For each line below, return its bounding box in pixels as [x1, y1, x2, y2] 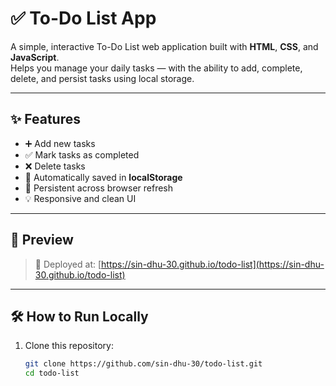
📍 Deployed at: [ [34, 258, 102, 270]
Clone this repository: [24, 340, 114, 352]
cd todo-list [24, 368, 80, 379]
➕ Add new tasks [24, 137, 96, 149]
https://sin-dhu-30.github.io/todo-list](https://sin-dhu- [101, 258, 325, 270]
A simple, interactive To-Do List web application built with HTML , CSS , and [10, 40, 319, 52]
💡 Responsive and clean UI [24, 192, 137, 204]
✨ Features [10, 111, 81, 128]
